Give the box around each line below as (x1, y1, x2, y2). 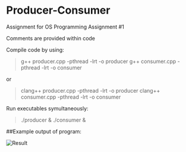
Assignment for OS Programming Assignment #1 (6, 23, 125, 30)
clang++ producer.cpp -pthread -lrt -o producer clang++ (20, 87, 160, 94)
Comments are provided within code (6, 34, 96, 42)
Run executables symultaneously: (6, 104, 89, 112)
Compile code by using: (6, 46, 64, 53)
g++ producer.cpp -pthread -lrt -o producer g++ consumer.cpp (20, 58, 176, 65)
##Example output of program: (6, 128, 82, 135)
